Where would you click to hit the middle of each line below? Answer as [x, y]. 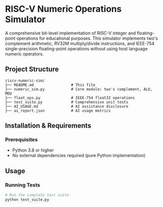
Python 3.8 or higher [33, 150]
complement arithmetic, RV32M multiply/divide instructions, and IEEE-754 [80, 43]
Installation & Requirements [48, 126]
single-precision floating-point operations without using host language [77, 49]
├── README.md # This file [50, 85]
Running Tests [23, 185]
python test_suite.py [27, 200]
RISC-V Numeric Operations [63, 9]
